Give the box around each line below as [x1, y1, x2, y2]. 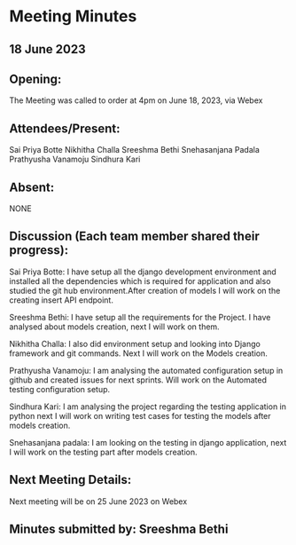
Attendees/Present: [9, 121, 121, 136]
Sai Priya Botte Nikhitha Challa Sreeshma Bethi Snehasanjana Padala [9, 145, 260, 155]
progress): [9, 242, 69, 258]
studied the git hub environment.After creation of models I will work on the [9, 285, 281, 296]
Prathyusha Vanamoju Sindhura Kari [9, 154, 141, 165]
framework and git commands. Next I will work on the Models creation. [9, 348, 269, 359]
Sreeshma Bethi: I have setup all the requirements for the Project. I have [9, 312, 271, 322]
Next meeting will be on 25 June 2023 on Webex [9, 495, 188, 507]
